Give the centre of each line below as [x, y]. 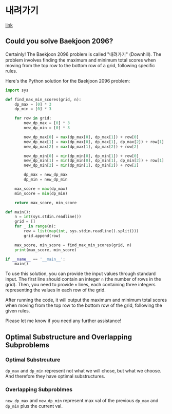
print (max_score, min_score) [46, 250]
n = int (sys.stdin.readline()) [48, 217]
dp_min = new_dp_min [46, 180]
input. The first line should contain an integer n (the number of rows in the [83, 279]
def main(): [18, 212]
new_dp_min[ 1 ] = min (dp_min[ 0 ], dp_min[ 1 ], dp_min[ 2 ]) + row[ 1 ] [94, 161]
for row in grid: [33, 119]
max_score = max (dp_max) [41, 189]
